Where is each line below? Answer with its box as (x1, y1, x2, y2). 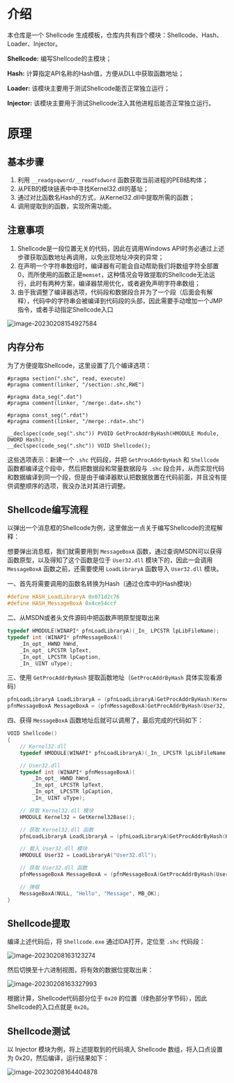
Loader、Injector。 (7, 39, 62, 47)
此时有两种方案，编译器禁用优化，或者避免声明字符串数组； (29, 279, 201, 287)
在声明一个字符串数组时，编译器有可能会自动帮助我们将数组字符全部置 (17, 261, 219, 270)
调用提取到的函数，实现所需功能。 (17, 202, 116, 210)
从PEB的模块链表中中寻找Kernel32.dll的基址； (17, 184, 150, 193)
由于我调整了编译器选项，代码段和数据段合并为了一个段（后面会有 (17, 288, 207, 296)
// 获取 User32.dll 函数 (19, 864, 88, 871)
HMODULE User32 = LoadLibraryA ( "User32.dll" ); (19, 852, 157, 859)
